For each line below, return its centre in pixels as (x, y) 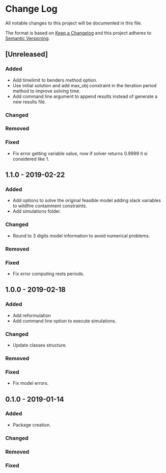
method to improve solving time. (46, 91)
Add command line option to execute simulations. (64, 321)
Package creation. (32, 425)
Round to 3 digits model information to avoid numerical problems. (81, 236)
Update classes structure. (40, 345)
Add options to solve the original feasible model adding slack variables (87, 201)
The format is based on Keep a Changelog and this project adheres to (78, 33)
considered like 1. (31, 159)
